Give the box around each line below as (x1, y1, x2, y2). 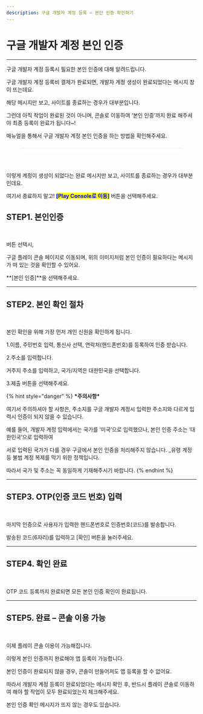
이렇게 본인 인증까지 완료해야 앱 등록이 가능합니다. (6, 655, 124, 662)
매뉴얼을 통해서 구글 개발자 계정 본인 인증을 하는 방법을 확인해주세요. (6, 132, 167, 139)
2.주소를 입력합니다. (6, 354, 53, 362)
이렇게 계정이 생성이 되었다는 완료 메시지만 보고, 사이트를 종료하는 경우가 (6, 172, 177, 179)
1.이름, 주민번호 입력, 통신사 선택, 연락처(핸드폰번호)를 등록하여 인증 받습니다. (6, 341, 188, 348)
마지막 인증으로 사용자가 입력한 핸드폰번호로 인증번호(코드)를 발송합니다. (6, 521, 177, 528)
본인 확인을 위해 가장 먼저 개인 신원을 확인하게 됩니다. (6, 328, 132, 336)
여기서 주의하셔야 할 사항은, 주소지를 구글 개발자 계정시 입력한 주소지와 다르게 (6, 406, 188, 413)
